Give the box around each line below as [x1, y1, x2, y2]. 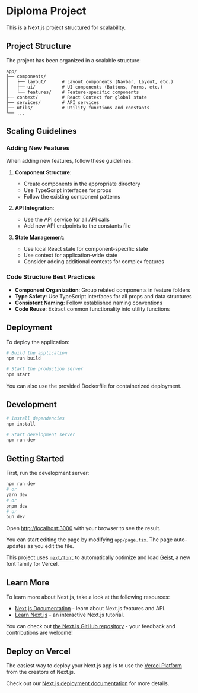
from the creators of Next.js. [6, 668, 75, 675]
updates [6, 543, 27, 550]
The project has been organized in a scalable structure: [6, 56, 141, 64]
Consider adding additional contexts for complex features [23, 258, 165, 265]
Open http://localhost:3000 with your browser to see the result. [6, 525, 161, 532]
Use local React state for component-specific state [23, 245, 148, 253]
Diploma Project [6, 4, 87, 18]
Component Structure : [14, 169, 72, 176]
